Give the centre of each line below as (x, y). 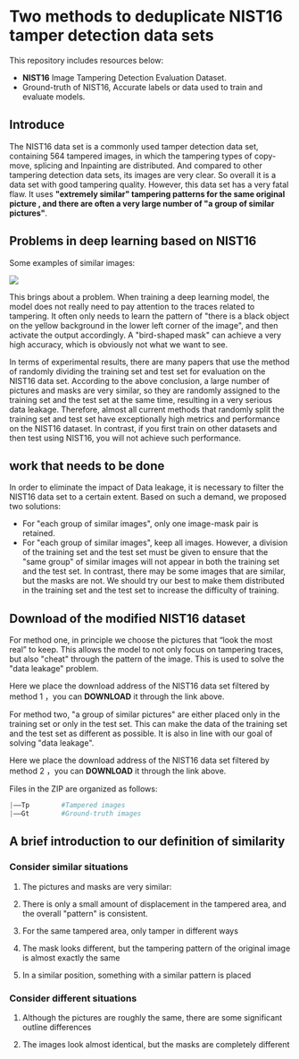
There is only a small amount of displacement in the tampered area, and (154, 904)
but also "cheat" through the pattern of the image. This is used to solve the (147, 659)
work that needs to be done (87, 466)
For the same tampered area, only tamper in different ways (130, 931)
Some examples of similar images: (72, 262)
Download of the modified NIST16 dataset (127, 618)
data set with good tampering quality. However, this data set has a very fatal (149, 184)
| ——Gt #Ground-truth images (75, 814)
